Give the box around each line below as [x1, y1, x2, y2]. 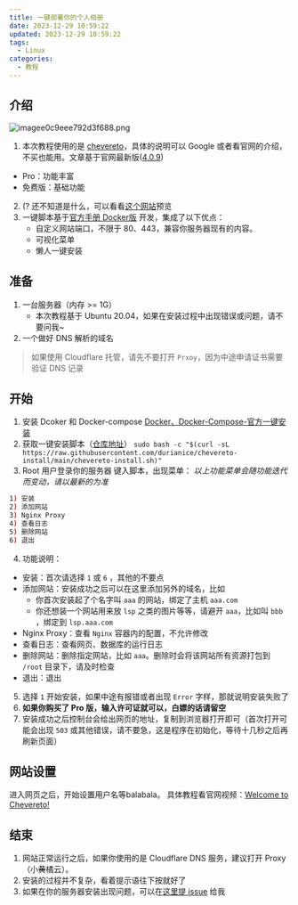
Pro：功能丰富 [21, 170, 75, 181]
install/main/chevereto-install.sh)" [21, 456, 163, 466]
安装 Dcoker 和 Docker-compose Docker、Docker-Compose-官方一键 [21, 416, 278, 428]
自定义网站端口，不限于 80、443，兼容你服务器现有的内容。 [35, 223, 258, 233]
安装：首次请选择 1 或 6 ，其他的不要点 [21, 572, 165, 583]
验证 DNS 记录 [30, 363, 85, 373]
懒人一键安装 [35, 245, 83, 256]
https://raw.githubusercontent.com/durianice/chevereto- [21, 449, 238, 458]
